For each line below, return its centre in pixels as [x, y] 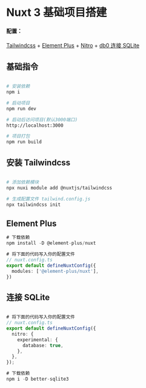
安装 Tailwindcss [38, 162]
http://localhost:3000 [35, 125]
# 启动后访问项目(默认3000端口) [42, 119]
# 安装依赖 [18, 86]
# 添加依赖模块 [23, 182]
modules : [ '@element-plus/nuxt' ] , [55, 271]
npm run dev [21, 108]
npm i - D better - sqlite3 [38, 379]
